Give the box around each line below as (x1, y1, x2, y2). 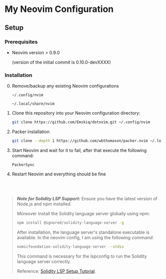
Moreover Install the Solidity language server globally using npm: (16, 210, 150, 216)
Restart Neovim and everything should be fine (11, 171, 106, 177)
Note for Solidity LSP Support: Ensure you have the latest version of (16, 195, 158, 201)
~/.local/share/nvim (11, 101, 55, 107)
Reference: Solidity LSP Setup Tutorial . (16, 268, 96, 274)
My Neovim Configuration (4, 3, 114, 15)
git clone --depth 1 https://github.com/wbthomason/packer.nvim (11, 139, 148, 143)
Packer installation (11, 129, 50, 135)
